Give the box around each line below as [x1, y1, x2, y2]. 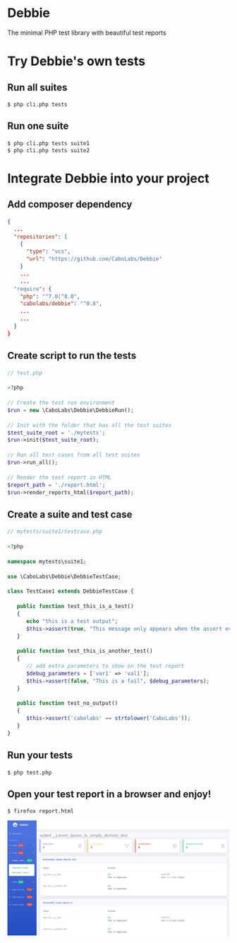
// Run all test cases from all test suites [7, 452, 140, 459]
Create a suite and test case [7, 508, 133, 520]
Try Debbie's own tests [7, 53, 146, 69]
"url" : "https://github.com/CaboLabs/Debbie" [25, 256, 162, 263]
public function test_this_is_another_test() [16, 648, 153, 655]
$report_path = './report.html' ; [7, 481, 106, 488]
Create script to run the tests [7, 350, 137, 362]
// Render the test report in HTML [7, 474, 112, 481]
